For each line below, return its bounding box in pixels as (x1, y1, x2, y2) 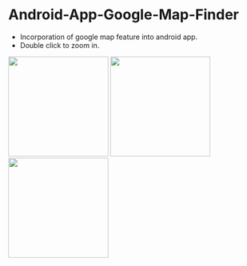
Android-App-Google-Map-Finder (8, 6, 240, 24)
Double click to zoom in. (19, 40, 100, 50)
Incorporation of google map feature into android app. (19, 32, 198, 42)
